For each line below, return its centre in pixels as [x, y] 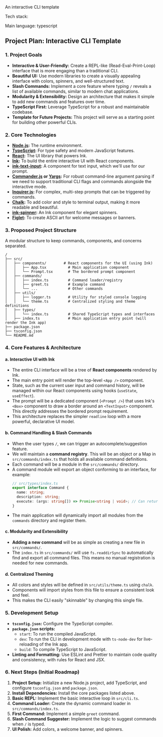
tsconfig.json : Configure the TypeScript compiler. [63, 623]
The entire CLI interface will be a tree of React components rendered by [84, 370]
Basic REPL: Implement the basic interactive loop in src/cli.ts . [76, 698]
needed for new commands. [40, 563]
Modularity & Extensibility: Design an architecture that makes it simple [83, 96]
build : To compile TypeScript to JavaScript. [63, 649]
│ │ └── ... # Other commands [54, 289]
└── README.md [19, 335]
